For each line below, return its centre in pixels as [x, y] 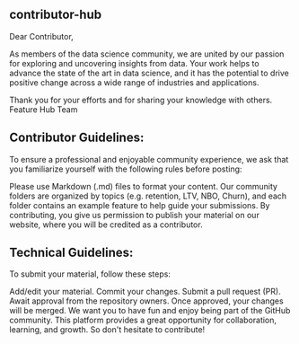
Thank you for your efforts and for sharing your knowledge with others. [141, 100]
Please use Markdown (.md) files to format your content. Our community [144, 186]
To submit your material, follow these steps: [90, 274]
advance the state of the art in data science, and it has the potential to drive [149, 73]
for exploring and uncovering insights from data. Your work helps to [134, 63]
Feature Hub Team [44, 109]
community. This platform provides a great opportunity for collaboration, [143, 320]
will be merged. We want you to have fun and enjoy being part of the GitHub [150, 311]
